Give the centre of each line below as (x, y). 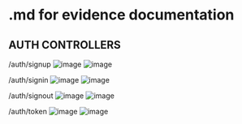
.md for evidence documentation (121, 15)
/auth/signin (28, 80)
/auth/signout (31, 96)
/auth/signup (30, 64)
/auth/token (28, 111)
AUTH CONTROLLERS (65, 45)
